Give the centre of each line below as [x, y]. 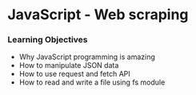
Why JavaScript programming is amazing [87, 57]
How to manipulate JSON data [69, 65]
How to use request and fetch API [74, 74]
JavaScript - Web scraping [98, 15]
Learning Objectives [48, 40]
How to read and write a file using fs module [92, 82]
